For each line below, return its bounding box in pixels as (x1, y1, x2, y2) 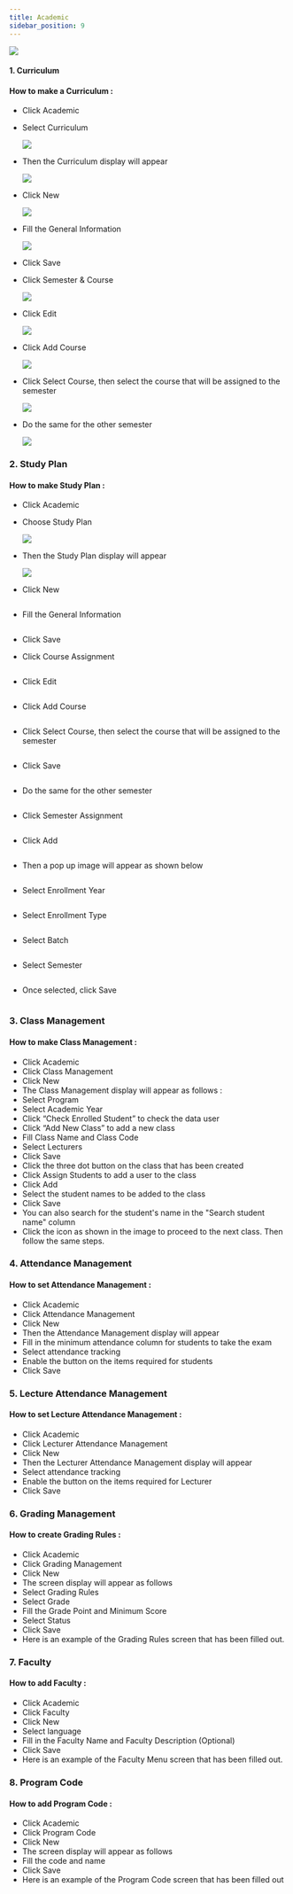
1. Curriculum (9, 66, 60, 76)
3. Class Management (9, 1015, 105, 1027)
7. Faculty (9, 1656, 51, 1668)
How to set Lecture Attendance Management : (9, 1409, 182, 1420)
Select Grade (21, 1596, 71, 1607)
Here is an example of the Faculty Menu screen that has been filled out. (21, 1754, 283, 1765)
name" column (21, 1216, 76, 1228)
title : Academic (9, 12, 69, 22)
